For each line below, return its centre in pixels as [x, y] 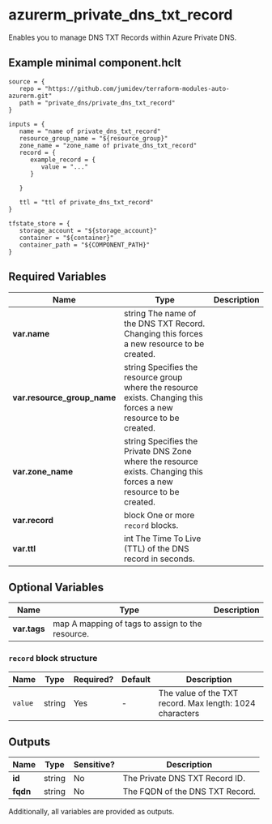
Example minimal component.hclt [95, 63]
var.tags [29, 629]
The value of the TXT [198, 693]
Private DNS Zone [158, 451]
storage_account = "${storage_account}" [88, 230]
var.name [31, 333]
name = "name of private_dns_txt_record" [90, 131]
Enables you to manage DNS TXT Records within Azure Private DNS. [123, 37]
